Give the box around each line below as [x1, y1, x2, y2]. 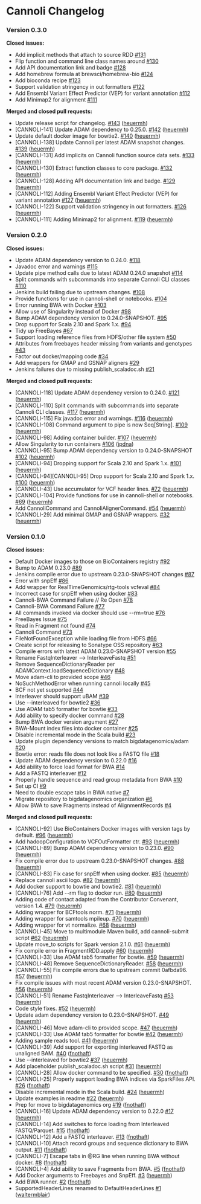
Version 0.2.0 [6, 231, 47, 239]
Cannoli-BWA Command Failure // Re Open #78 [14, 596, 133, 604]
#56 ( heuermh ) [14, 986, 53, 993]
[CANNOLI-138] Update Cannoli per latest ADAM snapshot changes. [14, 139, 185, 146]
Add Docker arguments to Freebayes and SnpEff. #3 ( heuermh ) [14, 1172, 173, 1179]
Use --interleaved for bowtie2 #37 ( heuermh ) [14, 1056, 128, 1064]
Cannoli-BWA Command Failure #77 [14, 603, 105, 610]
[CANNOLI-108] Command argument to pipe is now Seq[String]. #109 [14, 421, 188, 428]
